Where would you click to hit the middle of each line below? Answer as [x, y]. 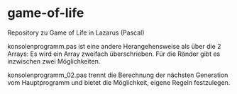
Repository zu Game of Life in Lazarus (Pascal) [76, 33]
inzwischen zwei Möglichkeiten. [54, 61]
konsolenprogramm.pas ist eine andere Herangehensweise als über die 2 [114, 46]
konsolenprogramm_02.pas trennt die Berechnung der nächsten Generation [118, 75]
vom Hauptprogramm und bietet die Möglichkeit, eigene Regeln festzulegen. [119, 82]
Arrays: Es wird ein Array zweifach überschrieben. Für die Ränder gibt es [114, 54]
